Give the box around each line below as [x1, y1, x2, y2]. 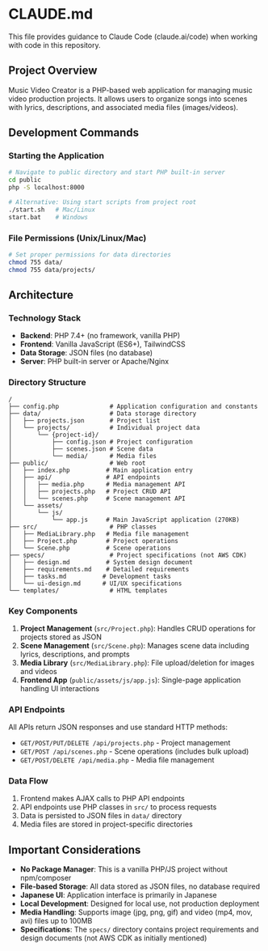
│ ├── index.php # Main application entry [8, 466, 194, 474]
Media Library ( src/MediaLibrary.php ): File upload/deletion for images [19, 657, 255, 668]
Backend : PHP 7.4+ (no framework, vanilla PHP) [19, 331, 181, 341]
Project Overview [8, 64, 98, 78]
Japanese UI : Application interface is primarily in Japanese [19, 890, 218, 900]
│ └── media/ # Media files [8, 452, 157, 460]
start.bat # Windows [8, 213, 89, 221]
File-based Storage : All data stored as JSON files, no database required [19, 881, 261, 891]
